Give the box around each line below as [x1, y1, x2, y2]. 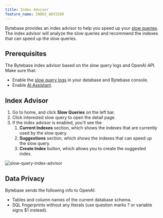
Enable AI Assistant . [12, 82, 53, 88]
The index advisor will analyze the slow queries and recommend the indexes [5, 30, 158, 36]
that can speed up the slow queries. [5, 35, 77, 41]
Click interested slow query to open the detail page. [12, 115, 116, 120]
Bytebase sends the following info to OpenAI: [5, 187, 96, 193]
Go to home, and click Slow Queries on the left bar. [12, 109, 115, 115]
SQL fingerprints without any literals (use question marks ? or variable [12, 202, 152, 208]
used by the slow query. [19, 130, 68, 136]
